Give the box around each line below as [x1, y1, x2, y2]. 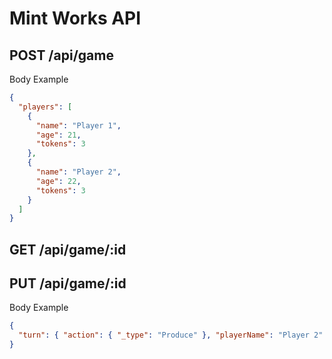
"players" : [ [18, 102, 73, 112]
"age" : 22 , [35, 176, 82, 186]
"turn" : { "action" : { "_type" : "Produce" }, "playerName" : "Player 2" [18, 330, 324, 341]
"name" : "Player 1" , [35, 120, 122, 131]
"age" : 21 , [35, 130, 82, 140]
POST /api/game [9, 47, 114, 64]
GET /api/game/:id [9, 241, 127, 258]
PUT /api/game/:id [9, 275, 127, 292]
